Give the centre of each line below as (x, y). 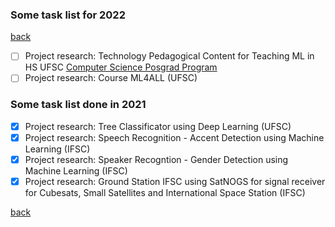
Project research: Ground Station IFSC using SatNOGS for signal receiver (175, 181)
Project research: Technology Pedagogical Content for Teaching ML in (169, 56)
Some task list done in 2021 (78, 105)
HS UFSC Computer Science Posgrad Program (121, 67)
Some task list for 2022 (68, 15)
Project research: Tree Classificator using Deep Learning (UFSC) (158, 126)
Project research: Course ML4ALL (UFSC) (111, 78)
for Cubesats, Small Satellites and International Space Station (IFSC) (165, 192)
